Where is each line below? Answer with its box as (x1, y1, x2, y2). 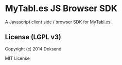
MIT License (5, 55, 30, 61)
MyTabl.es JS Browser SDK (5, 3, 118, 14)
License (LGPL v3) (5, 33, 62, 41)
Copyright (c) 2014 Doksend (5, 46, 62, 51)
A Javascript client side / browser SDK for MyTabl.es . (5, 19, 112, 25)
